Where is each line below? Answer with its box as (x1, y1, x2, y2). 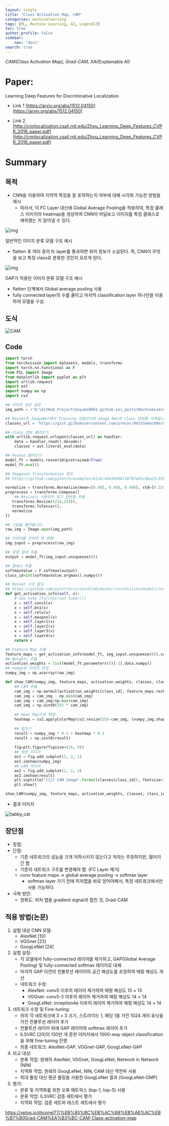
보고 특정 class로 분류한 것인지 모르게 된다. (18, 254, 103, 260)
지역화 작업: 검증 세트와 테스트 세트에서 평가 (20, 1099, 106, 1105)
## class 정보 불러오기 (5, 430, 49, 435)
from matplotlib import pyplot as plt (5, 374, 87, 380)
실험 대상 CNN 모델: (12, 927, 52, 933)
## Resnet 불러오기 (5, 453, 42, 458)
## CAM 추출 (14, 684, 37, 689)
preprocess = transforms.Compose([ (5, 490, 80, 495)
